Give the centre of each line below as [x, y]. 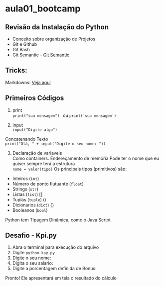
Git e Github [25, 44]
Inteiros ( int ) [26, 178]
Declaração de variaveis [37, 153]
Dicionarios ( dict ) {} [33, 205]
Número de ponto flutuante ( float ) [48, 184]
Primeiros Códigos [35, 98]
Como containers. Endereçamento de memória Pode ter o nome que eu [86, 158]
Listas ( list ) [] [27, 194]
